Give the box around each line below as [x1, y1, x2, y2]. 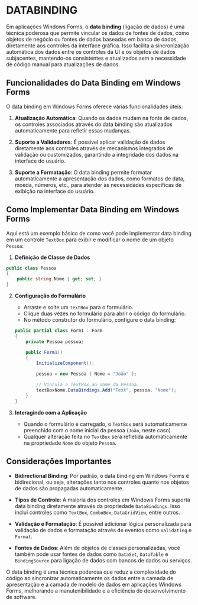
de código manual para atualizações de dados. [6, 60, 120, 68]
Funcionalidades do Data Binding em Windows [6, 78, 181, 88]
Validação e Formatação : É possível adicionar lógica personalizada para [14, 520, 192, 527]
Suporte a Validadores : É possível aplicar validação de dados [14, 138, 165, 145]
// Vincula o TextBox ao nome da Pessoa [36, 382, 137, 388]
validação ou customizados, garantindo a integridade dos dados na [14, 151, 179, 158]
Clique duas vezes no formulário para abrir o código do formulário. [23, 310, 186, 317]
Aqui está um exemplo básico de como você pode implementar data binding [6, 229, 192, 237]
